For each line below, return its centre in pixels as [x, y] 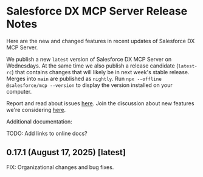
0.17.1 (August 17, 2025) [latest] [66, 152]
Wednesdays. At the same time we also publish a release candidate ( [92, 66]
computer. [19, 91]
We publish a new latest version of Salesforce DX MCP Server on [89, 59]
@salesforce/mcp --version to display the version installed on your [89, 85]
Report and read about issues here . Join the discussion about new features [100, 103]
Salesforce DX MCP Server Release [97, 11]
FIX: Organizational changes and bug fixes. [60, 167]
